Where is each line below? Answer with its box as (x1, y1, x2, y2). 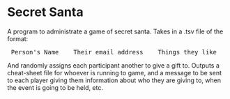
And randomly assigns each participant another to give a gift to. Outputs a (7, 61, 220, 70)
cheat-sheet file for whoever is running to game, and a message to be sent (7, 68, 222, 77)
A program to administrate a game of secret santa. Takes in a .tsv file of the (7, 27, 224, 36)
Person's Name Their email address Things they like (10, 48, 217, 56)
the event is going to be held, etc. (7, 83, 103, 91)
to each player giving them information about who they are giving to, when (7, 76, 222, 84)
